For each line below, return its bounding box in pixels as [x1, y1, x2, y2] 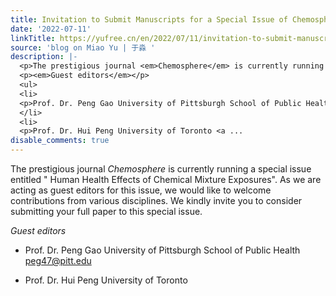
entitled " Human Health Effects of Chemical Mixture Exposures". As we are [10, 174, 322, 185]
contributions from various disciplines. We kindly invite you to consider [10, 195, 303, 206]
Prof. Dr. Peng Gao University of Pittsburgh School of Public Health [24, 244, 301, 256]
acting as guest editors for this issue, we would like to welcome [10, 184, 272, 196]
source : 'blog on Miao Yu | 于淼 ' [10, 42, 156, 53]
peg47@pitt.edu [24, 255, 92, 266]
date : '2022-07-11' [10, 24, 92, 34]
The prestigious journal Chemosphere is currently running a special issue [10, 163, 312, 175]
